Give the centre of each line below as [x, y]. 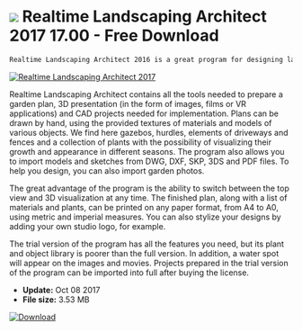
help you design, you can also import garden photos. [107, 170]
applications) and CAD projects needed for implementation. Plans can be [144, 113]
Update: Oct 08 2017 [61, 290]
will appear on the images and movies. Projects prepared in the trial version [149, 263]
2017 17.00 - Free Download [114, 36]
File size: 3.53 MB [56, 300]
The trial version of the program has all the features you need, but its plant [147, 244]
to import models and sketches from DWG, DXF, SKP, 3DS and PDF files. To [149, 161]
